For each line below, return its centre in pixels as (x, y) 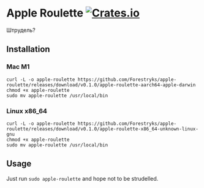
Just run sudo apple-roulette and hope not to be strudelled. (82, 178)
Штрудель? (21, 30)
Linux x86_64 (27, 111)
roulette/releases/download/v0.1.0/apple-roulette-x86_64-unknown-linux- (103, 129)
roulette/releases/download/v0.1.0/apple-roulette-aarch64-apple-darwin (101, 85)
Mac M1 (18, 67)
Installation (28, 49)
